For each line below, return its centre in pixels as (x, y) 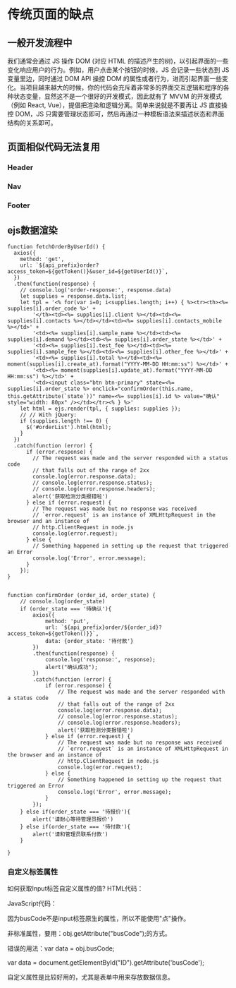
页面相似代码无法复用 (54, 147)
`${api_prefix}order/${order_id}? (111, 627)
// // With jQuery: (49, 415)
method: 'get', (42, 259)
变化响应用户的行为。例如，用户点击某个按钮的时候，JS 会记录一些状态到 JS (118, 70)
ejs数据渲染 (32, 230)
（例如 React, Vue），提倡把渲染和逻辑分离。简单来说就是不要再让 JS (107, 105)
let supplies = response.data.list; (74, 296)
